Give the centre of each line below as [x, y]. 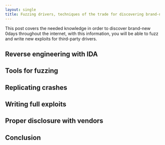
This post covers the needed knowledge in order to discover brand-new [78, 28]
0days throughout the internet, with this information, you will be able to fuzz [82, 33]
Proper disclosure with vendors [54, 121]
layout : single [21, 10]
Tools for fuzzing [32, 71]
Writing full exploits [36, 104]
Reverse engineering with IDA [52, 54]
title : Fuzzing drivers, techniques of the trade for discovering [74, 14]
